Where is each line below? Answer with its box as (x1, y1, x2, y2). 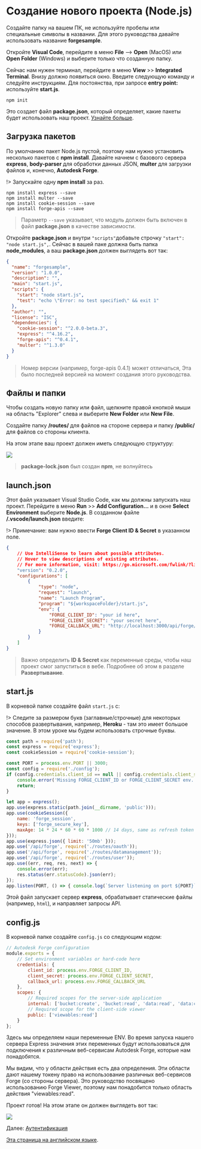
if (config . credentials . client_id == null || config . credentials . (6, 771, 175, 777)
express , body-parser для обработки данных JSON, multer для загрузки (6, 160, 191, 167)
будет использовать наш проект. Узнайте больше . (6, 114, 134, 121)
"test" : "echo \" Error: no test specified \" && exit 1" (17, 297, 160, 304)
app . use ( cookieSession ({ (6, 810, 68, 816)
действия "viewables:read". (6, 1090, 75, 1097)
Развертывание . (20, 669, 64, 676)
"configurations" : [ (17, 573, 68, 579)
